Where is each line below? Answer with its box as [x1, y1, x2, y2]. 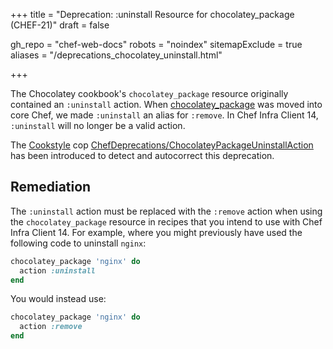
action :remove [19, 322, 83, 332]
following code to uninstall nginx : [10, 237, 147, 249]
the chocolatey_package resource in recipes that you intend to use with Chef [10, 215, 323, 228]
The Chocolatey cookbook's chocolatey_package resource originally [10, 88, 289, 99]
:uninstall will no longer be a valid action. [10, 120, 186, 131]
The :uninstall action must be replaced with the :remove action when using [10, 205, 323, 217]
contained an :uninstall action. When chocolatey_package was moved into [10, 99, 323, 110]
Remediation [10, 179, 92, 196]
